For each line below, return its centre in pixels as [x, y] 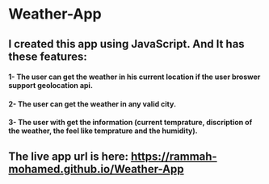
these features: [48, 56]
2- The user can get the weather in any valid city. [92, 104]
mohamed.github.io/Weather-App [96, 169]
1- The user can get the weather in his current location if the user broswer [134, 77]
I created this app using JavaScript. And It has [126, 44]
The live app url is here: [69, 156]
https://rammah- [174, 156]
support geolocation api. [50, 86]
